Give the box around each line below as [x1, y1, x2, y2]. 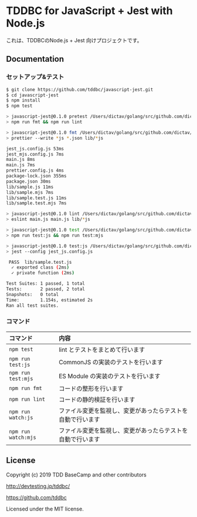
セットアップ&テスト [6, 73, 64, 81]
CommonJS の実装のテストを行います [58, 358, 163, 366]
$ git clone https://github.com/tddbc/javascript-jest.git [6, 86, 154, 92]
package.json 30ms [6, 178, 51, 184]
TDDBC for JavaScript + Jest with [6, 4, 173, 18]
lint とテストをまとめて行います [58, 345, 145, 354]
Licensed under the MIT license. [6, 505, 84, 512]
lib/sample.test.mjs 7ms [6, 200, 67, 206]
